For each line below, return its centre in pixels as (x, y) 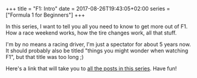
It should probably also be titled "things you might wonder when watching (97, 51)
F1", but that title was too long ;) (45, 57)
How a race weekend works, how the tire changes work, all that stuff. (91, 33)
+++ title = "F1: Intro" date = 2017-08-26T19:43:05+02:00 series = (88, 9)
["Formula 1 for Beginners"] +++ (45, 15)
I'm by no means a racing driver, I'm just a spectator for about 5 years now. (98, 44)
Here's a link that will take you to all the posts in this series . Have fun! (91, 68)
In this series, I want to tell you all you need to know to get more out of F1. (97, 26)
